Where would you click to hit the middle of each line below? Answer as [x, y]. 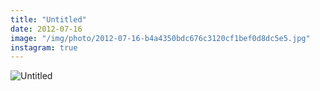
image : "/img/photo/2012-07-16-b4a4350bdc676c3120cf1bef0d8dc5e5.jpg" [160, 38]
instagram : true [44, 47]
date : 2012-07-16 [46, 29]
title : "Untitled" [48, 19]
